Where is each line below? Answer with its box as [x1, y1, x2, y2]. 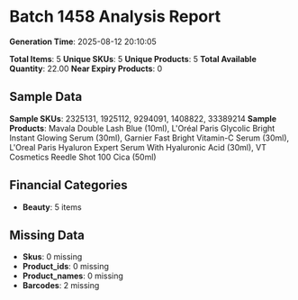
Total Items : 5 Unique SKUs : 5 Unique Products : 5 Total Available [9, 53, 257, 64]
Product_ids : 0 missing [22, 261, 110, 272]
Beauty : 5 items [22, 201, 83, 213]
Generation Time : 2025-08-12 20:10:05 [9, 36, 158, 47]
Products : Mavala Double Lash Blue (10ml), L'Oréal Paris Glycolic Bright [9, 123, 275, 133]
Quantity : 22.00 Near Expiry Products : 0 [9, 63, 163, 74]
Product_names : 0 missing [22, 270, 124, 281]
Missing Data [9, 227, 86, 242]
